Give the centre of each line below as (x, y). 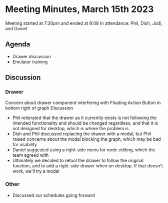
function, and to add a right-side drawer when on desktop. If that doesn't (88, 166)
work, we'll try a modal (36, 171)
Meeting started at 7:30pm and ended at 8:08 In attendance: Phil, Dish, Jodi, (84, 23)
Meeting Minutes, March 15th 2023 (79, 9)
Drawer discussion (32, 56)
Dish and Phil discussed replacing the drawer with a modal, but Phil (82, 134)
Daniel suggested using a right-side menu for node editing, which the (84, 150)
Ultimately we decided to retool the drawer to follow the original (78, 161)
